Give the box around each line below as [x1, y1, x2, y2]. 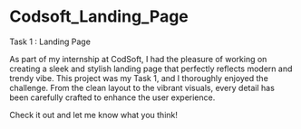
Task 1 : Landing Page [9, 36, 91, 47]
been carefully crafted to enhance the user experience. [9, 92, 216, 103]
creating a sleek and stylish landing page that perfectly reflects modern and [9, 63, 293, 74]
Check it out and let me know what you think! [9, 109, 179, 120]
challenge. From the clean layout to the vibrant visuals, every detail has [9, 82, 275, 93]
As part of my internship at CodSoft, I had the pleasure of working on [9, 53, 267, 64]
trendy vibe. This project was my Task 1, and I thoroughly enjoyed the [9, 72, 269, 83]
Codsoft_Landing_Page [9, 6, 189, 27]
